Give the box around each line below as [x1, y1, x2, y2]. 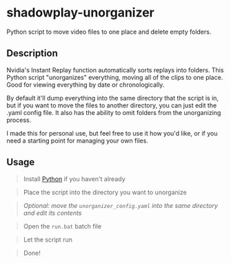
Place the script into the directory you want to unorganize [23, 188, 187, 196]
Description [6, 48, 58, 59]
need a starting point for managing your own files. [6, 136, 149, 145]
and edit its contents [23, 209, 82, 217]
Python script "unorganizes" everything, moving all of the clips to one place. [6, 73, 223, 81]
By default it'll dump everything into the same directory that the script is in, [6, 94, 219, 102]
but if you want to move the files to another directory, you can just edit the [6, 101, 217, 109]
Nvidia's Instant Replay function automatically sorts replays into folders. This [6, 65, 224, 74]
